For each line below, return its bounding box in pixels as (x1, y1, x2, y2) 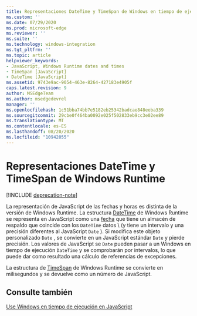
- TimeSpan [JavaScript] (6, 69, 67, 75)
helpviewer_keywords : (6, 58, 59, 63)
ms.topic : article (6, 52, 51, 58)
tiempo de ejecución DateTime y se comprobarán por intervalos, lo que (6, 246, 176, 253)
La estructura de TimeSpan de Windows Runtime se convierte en (6, 264, 163, 271)
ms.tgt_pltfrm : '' (6, 47, 51, 53)
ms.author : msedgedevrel (6, 96, 67, 102)
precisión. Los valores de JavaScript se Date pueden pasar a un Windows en (6, 240, 191, 247)
